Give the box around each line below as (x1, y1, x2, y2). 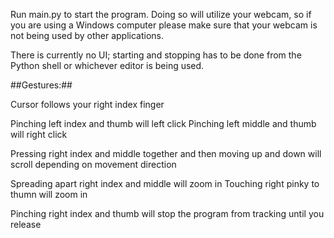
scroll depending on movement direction (10, 159, 177, 170)
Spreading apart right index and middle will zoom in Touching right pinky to (10, 178, 320, 189)
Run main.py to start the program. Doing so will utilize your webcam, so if (10, 9, 312, 20)
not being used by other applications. (10, 30, 165, 41)
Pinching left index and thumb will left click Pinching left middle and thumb (10, 118, 317, 129)
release (10, 219, 42, 230)
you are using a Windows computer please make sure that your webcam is (10, 19, 318, 31)
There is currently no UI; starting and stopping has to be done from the (10, 49, 302, 61)
